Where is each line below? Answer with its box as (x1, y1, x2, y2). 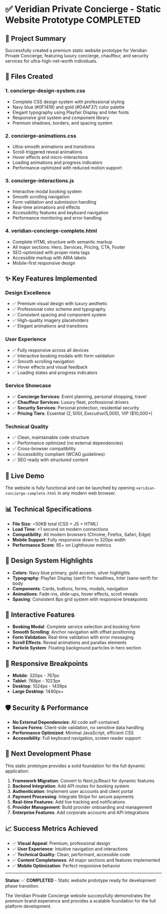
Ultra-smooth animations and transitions (12, 143, 95, 149)
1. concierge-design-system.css (5, 87, 85, 94)
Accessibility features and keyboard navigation (12, 210, 109, 216)
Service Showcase (5, 382, 51, 389)
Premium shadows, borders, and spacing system (12, 120, 113, 126)
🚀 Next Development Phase (5, 750, 91, 758)
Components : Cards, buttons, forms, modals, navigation (12, 585, 128, 591)
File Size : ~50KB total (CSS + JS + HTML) (12, 521, 98, 526)
